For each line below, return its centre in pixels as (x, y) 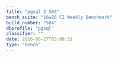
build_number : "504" (32, 23)
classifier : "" (25, 34)
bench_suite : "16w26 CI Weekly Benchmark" (59, 17)
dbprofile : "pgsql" (30, 28)
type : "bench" (24, 45)
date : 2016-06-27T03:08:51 (39, 39)
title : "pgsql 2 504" (33, 12)
